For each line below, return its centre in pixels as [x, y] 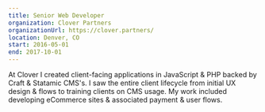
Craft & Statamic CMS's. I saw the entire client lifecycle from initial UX [122, 83]
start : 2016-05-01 [38, 45]
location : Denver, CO [44, 37]
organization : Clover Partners [60, 23]
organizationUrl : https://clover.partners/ [81, 30]
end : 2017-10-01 [35, 52]
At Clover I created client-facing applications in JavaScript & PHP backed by [133, 75]
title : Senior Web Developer [56, 15]
